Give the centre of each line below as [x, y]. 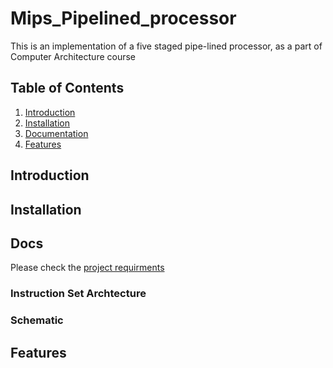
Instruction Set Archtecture [78, 294]
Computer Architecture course [73, 56]
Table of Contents [67, 88]
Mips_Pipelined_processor [123, 18]
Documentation [56, 133]
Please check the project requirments [87, 268]
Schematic [37, 320]
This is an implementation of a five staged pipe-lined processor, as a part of [166, 46]
